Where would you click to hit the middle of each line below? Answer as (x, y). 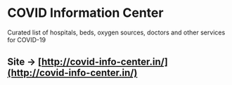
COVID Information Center (85, 13)
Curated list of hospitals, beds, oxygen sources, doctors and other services (116, 32)
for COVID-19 (27, 39)
